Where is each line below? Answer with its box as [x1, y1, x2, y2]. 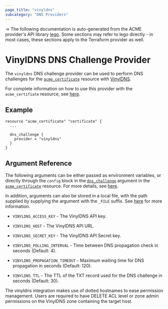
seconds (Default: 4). [12, 248, 57, 254]
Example [5, 106, 33, 114]
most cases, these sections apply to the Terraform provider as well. [5, 36, 144, 43]
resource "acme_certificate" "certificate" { [5, 119, 102, 124]
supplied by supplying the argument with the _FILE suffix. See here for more [5, 198, 162, 204]
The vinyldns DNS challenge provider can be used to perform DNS [5, 71, 143, 77]
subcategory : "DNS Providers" [5, 12, 69, 17]
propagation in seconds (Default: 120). [12, 263, 92, 269]
